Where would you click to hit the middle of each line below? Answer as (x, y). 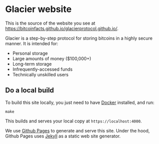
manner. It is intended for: (32, 43)
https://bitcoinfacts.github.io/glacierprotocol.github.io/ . (62, 28)
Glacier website (38, 9)
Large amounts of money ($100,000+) (52, 58)
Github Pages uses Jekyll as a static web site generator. (63, 136)
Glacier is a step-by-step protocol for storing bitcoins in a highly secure (79, 38)
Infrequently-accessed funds (42, 69)
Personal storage (30, 53)
